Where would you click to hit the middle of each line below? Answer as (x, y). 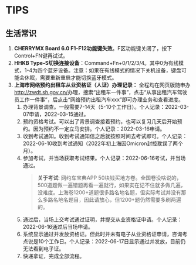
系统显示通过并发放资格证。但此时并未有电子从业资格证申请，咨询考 (105, 234)
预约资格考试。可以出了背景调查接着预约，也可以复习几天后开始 (100, 121)
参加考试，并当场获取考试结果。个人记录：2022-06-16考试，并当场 (104, 158)
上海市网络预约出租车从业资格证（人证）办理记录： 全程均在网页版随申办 (102, 85)
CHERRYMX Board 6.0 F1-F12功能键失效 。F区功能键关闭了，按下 (93, 48)
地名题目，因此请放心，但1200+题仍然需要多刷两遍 (119, 200)
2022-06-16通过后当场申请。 (58, 227)
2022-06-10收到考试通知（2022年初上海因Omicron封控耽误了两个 (103, 143)
